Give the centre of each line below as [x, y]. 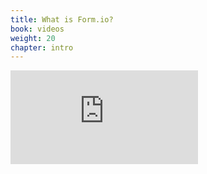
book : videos [37, 29]
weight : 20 [33, 38]
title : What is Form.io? [62, 19]
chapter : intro [42, 47]
